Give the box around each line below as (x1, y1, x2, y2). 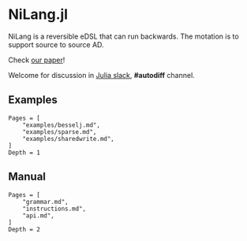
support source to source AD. (8, 39, 104, 49)
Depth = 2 (8, 225, 41, 233)
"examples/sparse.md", (22, 128, 97, 135)
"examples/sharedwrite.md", (22, 135, 114, 143)
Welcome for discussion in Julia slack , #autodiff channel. (8, 70, 195, 80)
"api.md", (22, 211, 55, 220)
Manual (8, 170, 46, 184)
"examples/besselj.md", (22, 120, 101, 129)
